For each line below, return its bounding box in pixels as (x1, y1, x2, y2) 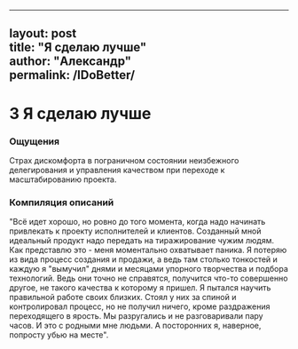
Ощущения (9, 135, 60, 147)
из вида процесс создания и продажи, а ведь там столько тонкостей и (9, 254, 278, 265)
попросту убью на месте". (9, 329, 109, 340)
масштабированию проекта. (9, 174, 117, 185)
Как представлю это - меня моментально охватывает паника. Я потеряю (9, 245, 287, 256)
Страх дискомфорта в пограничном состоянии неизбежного (9, 155, 239, 165)
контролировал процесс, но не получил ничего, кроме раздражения (9, 301, 271, 312)
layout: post (9, 26, 77, 41)
